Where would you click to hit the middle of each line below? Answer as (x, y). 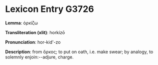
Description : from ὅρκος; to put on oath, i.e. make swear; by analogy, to (79, 52)
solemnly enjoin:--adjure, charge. (39, 57)
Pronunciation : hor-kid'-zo (33, 42)
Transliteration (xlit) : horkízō (35, 32)
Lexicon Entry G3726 (50, 9)
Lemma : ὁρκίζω (22, 23)
